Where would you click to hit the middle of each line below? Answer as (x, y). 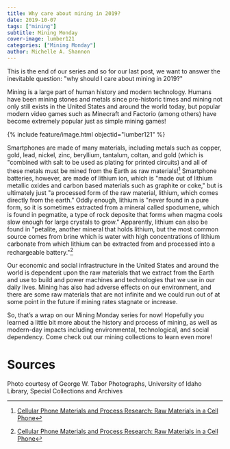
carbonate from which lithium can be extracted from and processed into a (111, 244)
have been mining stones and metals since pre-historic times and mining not (115, 99)
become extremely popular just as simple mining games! (87, 121)
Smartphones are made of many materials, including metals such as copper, (114, 148)
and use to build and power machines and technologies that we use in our (111, 280)
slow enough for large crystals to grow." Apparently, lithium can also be (107, 222)
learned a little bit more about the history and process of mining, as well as (112, 323)
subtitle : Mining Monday (42, 33)
